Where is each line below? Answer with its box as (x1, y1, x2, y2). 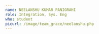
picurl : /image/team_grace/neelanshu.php (5, 21, 94, 26)
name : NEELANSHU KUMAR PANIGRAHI (5, 7, 76, 12)
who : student (5, 16, 33, 21)
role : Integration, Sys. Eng (5, 12, 67, 17)
